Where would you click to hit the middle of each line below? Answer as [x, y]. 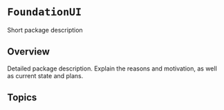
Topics [22, 98]
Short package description [45, 30]
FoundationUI [44, 12]
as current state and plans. [45, 75]
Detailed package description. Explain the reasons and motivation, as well [112, 68]
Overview [29, 52]
